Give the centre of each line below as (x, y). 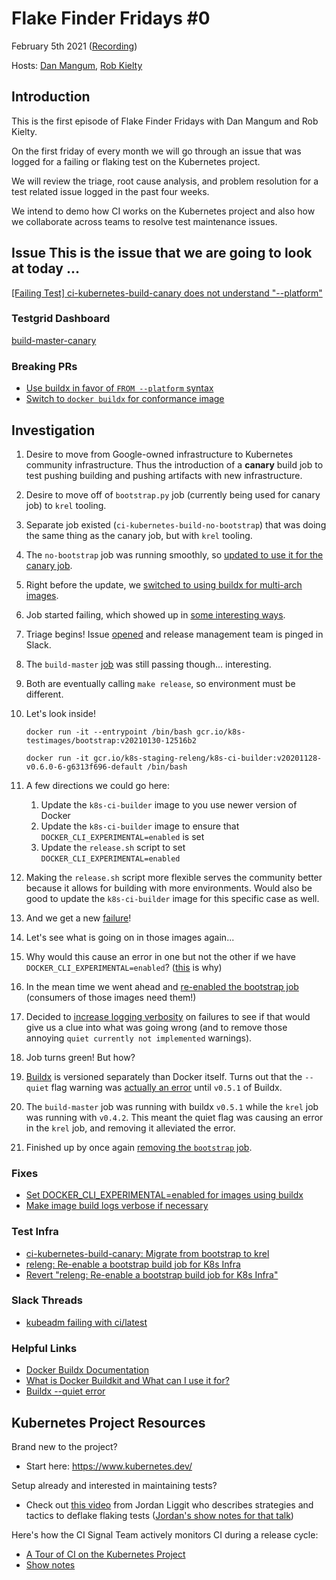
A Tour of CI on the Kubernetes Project (105, 1554)
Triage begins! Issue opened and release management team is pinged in (174, 634)
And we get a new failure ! (78, 918)
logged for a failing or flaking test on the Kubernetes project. (136, 161)
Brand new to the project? (64, 1446)
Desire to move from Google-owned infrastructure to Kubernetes (159, 454)
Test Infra (35, 1232)
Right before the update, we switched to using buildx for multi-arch (164, 584)
